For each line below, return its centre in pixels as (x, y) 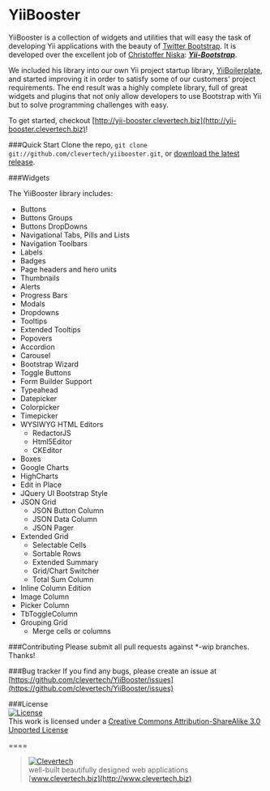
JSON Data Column (64, 519)
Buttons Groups (46, 217)
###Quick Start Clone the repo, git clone (78, 144)
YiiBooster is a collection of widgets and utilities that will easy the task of (130, 37)
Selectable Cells (59, 545)
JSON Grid (38, 502)
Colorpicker (40, 407)
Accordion (37, 347)
